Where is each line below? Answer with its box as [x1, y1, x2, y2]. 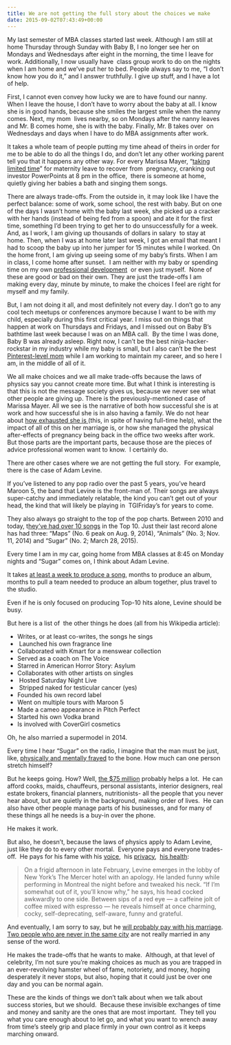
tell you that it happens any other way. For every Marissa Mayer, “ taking [7, 157, 210, 165]
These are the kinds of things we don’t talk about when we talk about [7, 993, 203, 1001]
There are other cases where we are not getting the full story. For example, [7, 459, 221, 467]
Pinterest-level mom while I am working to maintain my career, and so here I [7, 351, 222, 360]
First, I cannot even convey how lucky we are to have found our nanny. [7, 92, 208, 100]
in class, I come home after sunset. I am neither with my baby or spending [7, 258, 219, 266]
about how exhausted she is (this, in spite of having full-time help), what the [7, 416, 222, 424]
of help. [7, 79, 29, 87]
